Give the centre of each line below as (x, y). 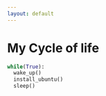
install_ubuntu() (38, 80)
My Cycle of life (53, 48)
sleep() (25, 86)
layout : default (30, 14)
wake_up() (27, 73)
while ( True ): (26, 67)
